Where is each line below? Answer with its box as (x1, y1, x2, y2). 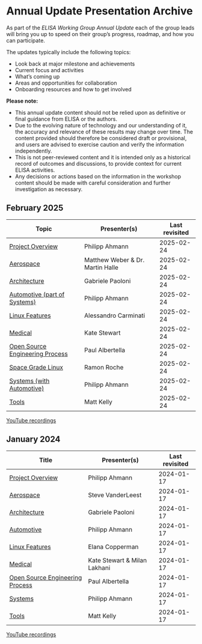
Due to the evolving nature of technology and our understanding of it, (14, 121, 188, 129)
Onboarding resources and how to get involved (14, 85, 132, 93)
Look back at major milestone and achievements (14, 60, 135, 67)
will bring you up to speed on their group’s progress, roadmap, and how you (6, 30, 194, 37)
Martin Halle (84, 263, 119, 272)
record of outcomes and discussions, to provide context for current (14, 160, 182, 167)
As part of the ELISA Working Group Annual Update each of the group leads (6, 24, 195, 31)
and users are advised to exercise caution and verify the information (14, 141, 185, 148)
